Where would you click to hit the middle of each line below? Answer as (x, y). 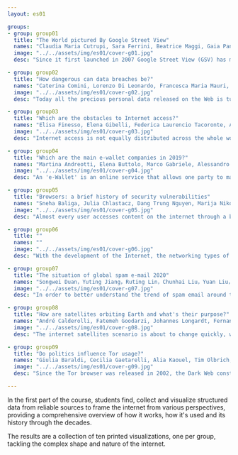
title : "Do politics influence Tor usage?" (79, 353)
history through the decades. (50, 422)
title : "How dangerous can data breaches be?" (84, 79)
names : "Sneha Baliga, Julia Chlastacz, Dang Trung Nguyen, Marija (115, 203)
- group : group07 (33, 268)
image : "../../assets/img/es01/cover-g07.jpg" (84, 288)
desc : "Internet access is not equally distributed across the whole (118, 138)
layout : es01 (27, 14)
